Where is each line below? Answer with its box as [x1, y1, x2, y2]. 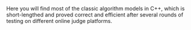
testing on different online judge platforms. [6, 18, 113, 24]
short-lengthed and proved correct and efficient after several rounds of [6, 11, 184, 18]
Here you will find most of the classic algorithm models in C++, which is [6, 5, 185, 12]
